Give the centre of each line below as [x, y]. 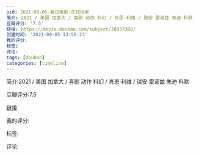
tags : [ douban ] [26, 58]
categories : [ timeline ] [37, 63]
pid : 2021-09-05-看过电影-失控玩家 [48, 12]
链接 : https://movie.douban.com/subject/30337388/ [71, 29]
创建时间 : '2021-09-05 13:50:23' [47, 35]
